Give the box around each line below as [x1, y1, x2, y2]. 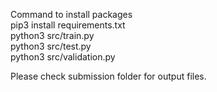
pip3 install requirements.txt [10, 19, 126, 31]
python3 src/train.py [10, 30, 95, 41]
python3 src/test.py [10, 40, 92, 52]
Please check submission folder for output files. [10, 70, 207, 82]
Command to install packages [10, 9, 133, 20]
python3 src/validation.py [10, 51, 116, 63]
